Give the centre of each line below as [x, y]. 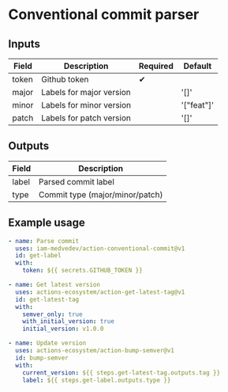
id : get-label [38, 256]
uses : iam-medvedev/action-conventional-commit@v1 [100, 248]
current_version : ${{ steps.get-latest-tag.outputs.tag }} [121, 373]
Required [156, 66]
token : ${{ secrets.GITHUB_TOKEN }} [83, 271]
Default [198, 66]
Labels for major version [86, 92]
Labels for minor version [86, 105]
